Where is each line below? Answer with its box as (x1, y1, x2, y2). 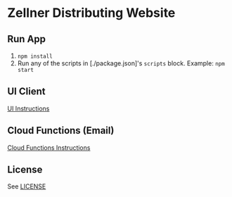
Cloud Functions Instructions (7, 143, 91, 152)
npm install (17, 53, 53, 60)
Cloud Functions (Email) (7, 125, 115, 136)
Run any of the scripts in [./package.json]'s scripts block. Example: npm (17, 59, 225, 68)
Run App (7, 33, 46, 45)
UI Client (7, 86, 46, 98)
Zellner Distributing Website (7, 5, 176, 21)
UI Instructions (7, 104, 50, 113)
